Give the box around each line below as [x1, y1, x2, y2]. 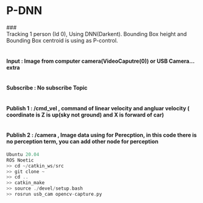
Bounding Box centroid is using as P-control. [6, 37, 118, 44]
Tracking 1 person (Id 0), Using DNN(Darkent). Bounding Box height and [6, 30, 187, 37]
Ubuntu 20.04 [6, 151, 40, 157]
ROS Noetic [6, 157, 34, 163]
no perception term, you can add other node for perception [6, 138, 158, 145]
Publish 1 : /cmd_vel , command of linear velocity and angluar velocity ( [6, 104, 190, 112]
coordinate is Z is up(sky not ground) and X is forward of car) [6, 111, 165, 118]
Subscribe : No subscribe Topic [6, 84, 88, 91]
